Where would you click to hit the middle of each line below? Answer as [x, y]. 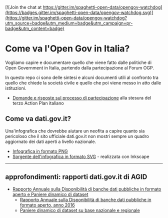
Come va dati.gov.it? [38, 119]
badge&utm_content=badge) [35, 28]
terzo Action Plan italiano [38, 103]
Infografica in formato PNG [40, 151]
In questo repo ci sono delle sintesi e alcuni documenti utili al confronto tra [82, 77]
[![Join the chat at [23, 7]
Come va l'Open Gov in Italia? [67, 49]
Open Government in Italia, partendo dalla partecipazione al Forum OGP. [79, 67]
